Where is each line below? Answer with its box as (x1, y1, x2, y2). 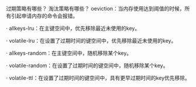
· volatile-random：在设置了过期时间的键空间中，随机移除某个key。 (6, 62, 169, 69)
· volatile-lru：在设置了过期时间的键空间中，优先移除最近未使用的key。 (6, 37, 177, 44)
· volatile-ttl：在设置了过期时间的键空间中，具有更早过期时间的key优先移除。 (6, 75, 190, 81)
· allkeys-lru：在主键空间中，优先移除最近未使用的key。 (6, 25, 140, 32)
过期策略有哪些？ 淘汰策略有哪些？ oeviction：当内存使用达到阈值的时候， (6, 5, 185, 12)
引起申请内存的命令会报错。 (11, 12, 78, 19)
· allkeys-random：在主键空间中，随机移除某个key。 (6, 50, 132, 57)
